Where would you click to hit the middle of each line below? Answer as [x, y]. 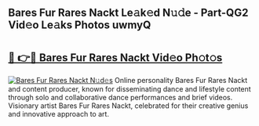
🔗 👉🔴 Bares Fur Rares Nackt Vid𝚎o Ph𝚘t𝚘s [115, 58]
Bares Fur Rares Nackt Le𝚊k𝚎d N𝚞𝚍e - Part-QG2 [128, 13]
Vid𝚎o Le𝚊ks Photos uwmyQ [80, 25]
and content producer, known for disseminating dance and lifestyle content [129, 89]
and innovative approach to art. [59, 114]
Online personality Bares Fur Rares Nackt [181, 80]
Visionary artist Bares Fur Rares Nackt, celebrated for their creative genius [128, 106]
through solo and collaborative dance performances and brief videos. [120, 97]
